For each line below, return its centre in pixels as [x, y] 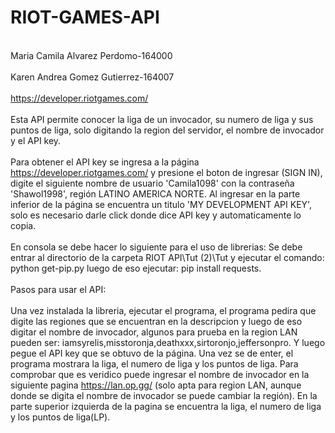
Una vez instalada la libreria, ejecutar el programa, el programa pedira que [163, 310]
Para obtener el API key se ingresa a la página [105, 162]
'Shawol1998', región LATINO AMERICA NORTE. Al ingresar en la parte [155, 193]
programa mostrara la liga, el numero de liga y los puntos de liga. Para [154, 363]
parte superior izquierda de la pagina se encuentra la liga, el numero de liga [166, 406]
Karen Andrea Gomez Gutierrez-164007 [92, 77]
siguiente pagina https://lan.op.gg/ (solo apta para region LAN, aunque [156, 385]
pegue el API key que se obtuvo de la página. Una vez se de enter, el [152, 353]
